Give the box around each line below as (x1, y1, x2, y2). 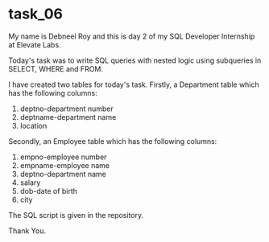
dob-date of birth (19, 186, 78, 195)
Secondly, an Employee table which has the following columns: (8, 136, 217, 146)
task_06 (8, 5, 63, 23)
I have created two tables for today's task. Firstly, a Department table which (8, 80, 259, 89)
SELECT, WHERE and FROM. (8, 64, 103, 73)
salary (19, 178, 41, 187)
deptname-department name (19, 112, 117, 121)
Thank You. (8, 226, 47, 236)
